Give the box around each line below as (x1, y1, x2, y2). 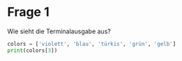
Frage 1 (7, 4, 50, 20)
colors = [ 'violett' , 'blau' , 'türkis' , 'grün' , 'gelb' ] (7, 40, 176, 47)
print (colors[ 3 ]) (7, 46, 58, 54)
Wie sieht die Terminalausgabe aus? (7, 27, 112, 35)
